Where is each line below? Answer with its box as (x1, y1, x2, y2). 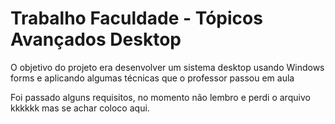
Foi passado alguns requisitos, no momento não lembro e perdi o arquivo (10, 91, 311, 103)
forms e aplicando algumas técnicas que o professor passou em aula (10, 72, 295, 84)
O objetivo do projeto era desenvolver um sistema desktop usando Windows (10, 61, 325, 73)
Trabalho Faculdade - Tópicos (10, 7, 263, 30)
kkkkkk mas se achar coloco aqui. (10, 102, 150, 114)
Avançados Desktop (10, 28, 182, 51)
